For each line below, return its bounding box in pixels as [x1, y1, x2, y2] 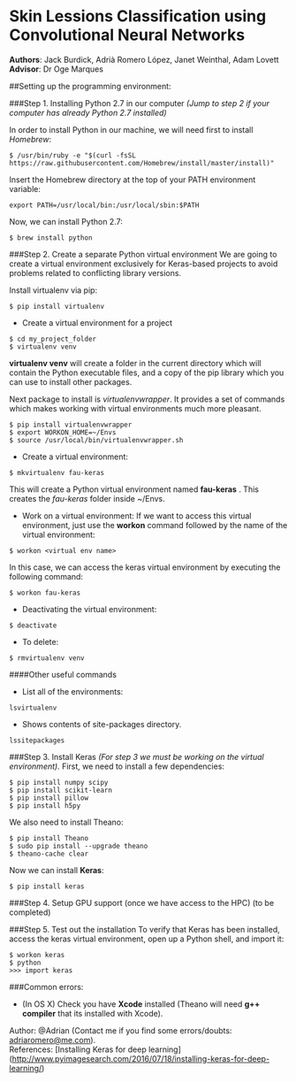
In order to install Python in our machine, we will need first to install [9, 124, 254, 134]
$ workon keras [9, 950, 65, 959]
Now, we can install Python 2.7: [9, 216, 124, 226]
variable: [9, 183, 42, 194]
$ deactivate [9, 621, 57, 630]
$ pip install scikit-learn [9, 786, 113, 794]
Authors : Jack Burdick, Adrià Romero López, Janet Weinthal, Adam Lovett [9, 54, 280, 65]
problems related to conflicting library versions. [9, 267, 182, 278]
